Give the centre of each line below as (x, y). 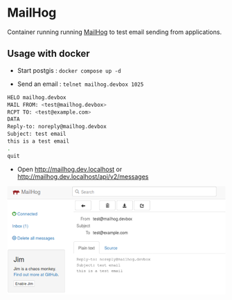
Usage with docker (48, 54)
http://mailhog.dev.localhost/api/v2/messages (83, 176)
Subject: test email (37, 134)
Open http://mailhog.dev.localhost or (70, 169)
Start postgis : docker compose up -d (69, 70)
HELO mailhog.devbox (37, 97)
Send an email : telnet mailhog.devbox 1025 (80, 84)
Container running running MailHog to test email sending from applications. (115, 32)
